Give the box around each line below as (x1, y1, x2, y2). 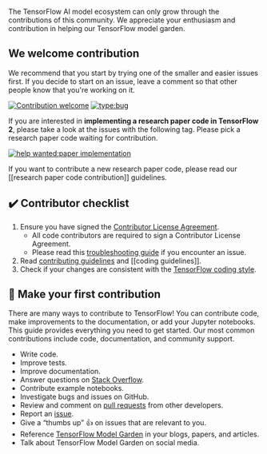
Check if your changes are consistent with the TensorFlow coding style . (19, 264, 257, 274)
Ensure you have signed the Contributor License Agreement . (19, 221, 220, 231)
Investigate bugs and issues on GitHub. (19, 392, 149, 402)
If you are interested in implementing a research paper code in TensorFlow (8, 116, 259, 125)
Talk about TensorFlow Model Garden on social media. (19, 438, 200, 448)
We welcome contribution (8, 47, 140, 61)
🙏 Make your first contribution (8, 288, 161, 301)
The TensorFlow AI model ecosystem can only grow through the (8, 7, 220, 16)
